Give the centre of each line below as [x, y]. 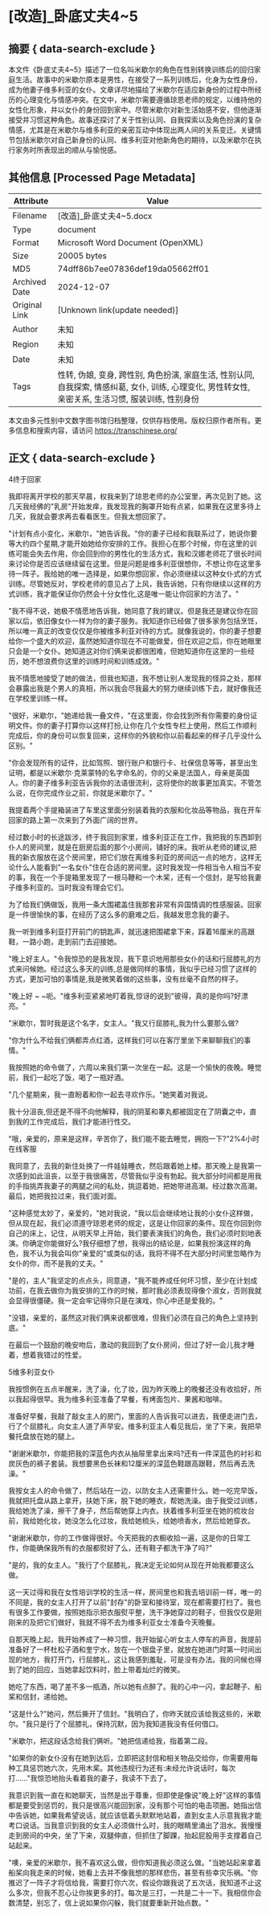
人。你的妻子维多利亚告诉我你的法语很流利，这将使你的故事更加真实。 [125, 783]
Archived [29, 281]
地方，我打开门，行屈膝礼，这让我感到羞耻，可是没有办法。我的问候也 [138, 1659]
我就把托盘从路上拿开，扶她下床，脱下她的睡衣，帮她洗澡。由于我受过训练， [135, 1500]
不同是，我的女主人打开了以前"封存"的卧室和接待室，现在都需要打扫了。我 [131, 1602]
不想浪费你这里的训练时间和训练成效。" [94, 661]
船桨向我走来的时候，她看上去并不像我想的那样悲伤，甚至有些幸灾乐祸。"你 [133, 1872]
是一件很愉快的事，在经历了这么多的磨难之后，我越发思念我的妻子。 [121, 914]
